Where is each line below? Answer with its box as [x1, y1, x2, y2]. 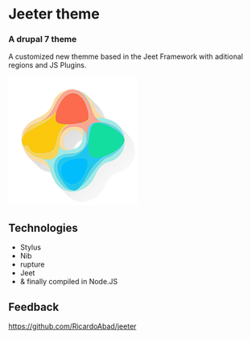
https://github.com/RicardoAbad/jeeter [8, 321, 137, 331]
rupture [19, 259, 45, 270]
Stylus [19, 242, 42, 252]
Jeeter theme [8, 5, 101, 23]
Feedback [8, 300, 60, 314]
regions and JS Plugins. [8, 60, 87, 70]
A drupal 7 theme [8, 34, 77, 45]
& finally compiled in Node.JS [19, 277, 118, 287]
